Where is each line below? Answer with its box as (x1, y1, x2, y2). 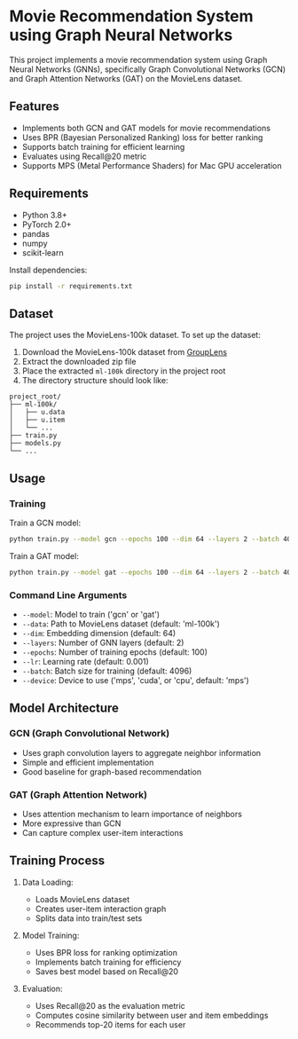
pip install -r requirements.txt (9, 281, 133, 290)
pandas (21, 228, 51, 239)
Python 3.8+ (21, 209, 68, 220)
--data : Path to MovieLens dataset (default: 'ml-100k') (21, 618, 220, 629)
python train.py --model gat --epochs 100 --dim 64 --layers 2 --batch (9, 568, 279, 577)
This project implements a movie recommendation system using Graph (9, 54, 268, 65)
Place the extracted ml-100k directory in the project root (21, 366, 226, 376)
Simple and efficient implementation (21, 757, 154, 767)
